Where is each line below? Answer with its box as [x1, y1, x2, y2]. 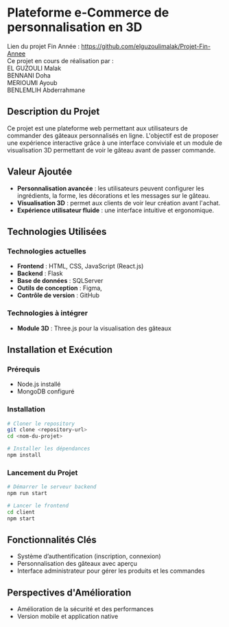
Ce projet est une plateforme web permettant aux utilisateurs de [7, 124, 189, 132]
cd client [7, 508, 36, 516]
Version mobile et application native [16, 613, 119, 621]
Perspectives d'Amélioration [7, 586, 132, 598]
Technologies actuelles [7, 246, 87, 255]
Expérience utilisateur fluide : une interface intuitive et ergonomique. [16, 206, 215, 214]
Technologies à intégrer [7, 308, 88, 318]
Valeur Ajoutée [7, 166, 73, 178]
